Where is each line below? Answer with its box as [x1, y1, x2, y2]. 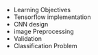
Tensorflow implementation [13, 13, 91, 21]
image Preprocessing [13, 27, 74, 35]
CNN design [13, 20, 49, 28]
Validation [13, 35, 42, 43]
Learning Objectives [13, 6, 71, 14]
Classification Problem [13, 42, 77, 50]
